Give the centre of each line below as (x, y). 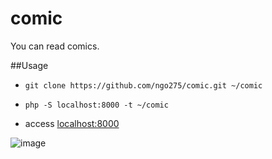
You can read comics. (55, 46)
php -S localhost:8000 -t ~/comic (96, 105)
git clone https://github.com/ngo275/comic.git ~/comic (143, 85)
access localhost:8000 (72, 123)
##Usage (29, 65)
